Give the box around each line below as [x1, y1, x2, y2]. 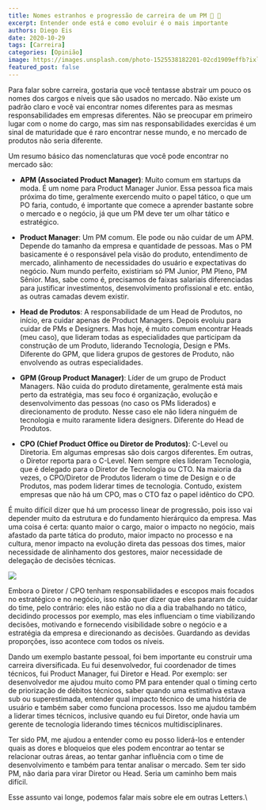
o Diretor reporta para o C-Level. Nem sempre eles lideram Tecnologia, [19, 456, 252, 465]
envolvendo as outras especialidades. [19, 357, 144, 367]
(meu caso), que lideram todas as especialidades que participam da [19, 332, 241, 341]
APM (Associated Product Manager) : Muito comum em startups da [19, 175, 241, 184]
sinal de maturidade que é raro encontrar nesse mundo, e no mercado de [8, 127, 248, 137]
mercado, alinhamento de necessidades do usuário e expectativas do [19, 257, 247, 267]
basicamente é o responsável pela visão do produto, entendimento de [19, 249, 248, 259]
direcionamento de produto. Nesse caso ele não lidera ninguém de [19, 407, 237, 416]
